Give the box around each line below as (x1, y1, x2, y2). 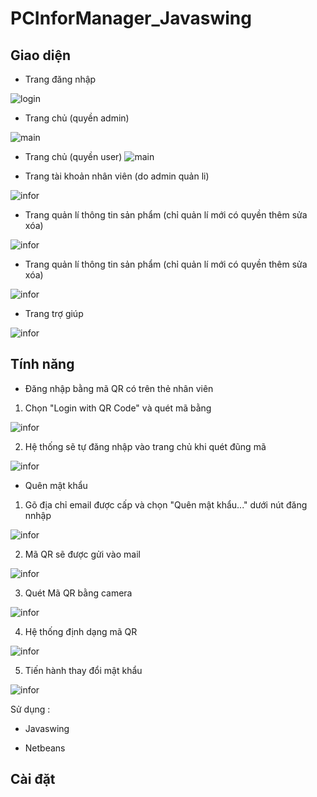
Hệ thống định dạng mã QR (24, 625, 138, 637)
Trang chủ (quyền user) (24, 151, 123, 162)
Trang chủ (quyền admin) (24, 112, 130, 124)
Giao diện (10, 47, 72, 64)
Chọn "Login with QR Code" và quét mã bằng (24, 402, 212, 414)
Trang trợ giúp (24, 308, 84, 319)
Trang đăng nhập (24, 73, 97, 85)
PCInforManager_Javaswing (10, 7, 252, 30)
